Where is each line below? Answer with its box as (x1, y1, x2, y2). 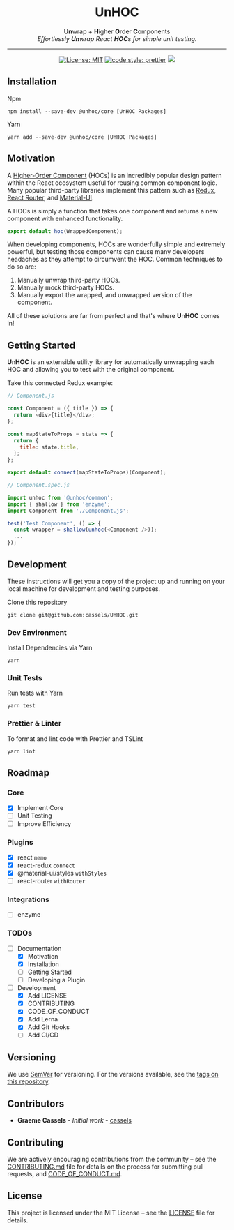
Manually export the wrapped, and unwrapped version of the (17, 291, 192, 299)
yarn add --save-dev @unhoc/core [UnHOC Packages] (7, 133, 157, 140)
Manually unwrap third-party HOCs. (17, 276, 120, 285)
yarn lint (7, 748, 36, 755)
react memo (17, 853, 47, 862)
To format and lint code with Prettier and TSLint (7, 734, 143, 743)
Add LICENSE (27, 991, 68, 1000)
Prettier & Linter (7, 719, 62, 728)
